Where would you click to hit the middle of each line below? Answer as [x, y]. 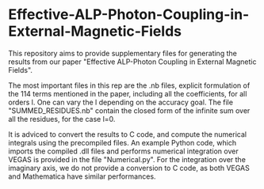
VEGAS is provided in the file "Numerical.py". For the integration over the [127, 159]
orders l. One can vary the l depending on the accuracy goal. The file [121, 102]
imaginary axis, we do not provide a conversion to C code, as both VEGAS [129, 168]
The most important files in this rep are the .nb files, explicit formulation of [129, 85]
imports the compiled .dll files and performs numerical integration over [124, 151]
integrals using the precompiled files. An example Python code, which [122, 142]
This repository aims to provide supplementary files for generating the [123, 53]
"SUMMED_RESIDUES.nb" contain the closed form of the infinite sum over [129, 110]
